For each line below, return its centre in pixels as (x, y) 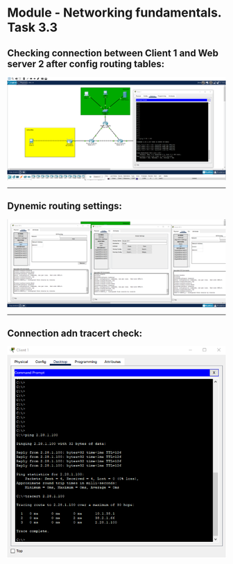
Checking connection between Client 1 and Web (113, 53)
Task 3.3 (32, 27)
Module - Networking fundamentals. (114, 13)
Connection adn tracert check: (75, 333)
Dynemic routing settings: (65, 206)
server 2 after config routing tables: (86, 64)
